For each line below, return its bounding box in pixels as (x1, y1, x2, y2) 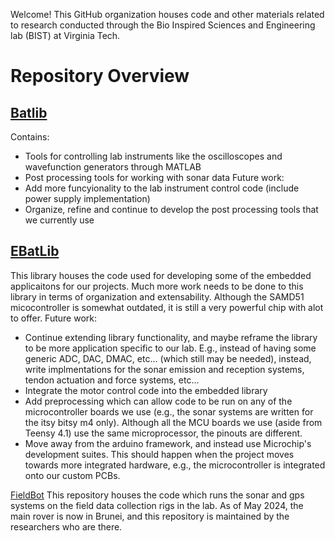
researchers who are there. (10, 520, 123, 533)
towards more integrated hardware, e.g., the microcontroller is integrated (24, 459, 326, 471)
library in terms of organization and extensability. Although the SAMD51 (10, 290, 305, 303)
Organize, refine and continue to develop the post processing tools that (24, 204, 319, 215)
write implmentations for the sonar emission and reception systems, (24, 363, 305, 375)
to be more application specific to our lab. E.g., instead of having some (24, 342, 317, 354)
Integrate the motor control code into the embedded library (24, 384, 268, 396)
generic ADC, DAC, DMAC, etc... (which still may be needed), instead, (24, 352, 312, 364)
